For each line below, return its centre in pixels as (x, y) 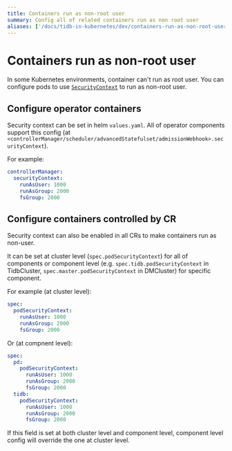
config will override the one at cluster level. (68, 440)
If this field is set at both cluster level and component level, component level (115, 433)
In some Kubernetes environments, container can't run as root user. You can (116, 79)
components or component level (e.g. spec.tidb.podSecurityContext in (108, 263)
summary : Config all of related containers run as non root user (103, 20)
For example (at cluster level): (49, 292)
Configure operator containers (74, 109)
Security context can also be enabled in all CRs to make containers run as (112, 236)
